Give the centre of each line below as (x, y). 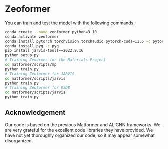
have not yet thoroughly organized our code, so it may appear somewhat (80, 135)
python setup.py (22, 55)
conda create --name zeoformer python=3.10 (51, 32)
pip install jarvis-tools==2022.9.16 (44, 51)
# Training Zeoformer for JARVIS (40, 74)
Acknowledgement (35, 113)
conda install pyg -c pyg (32, 46)
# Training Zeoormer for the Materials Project (56, 60)
